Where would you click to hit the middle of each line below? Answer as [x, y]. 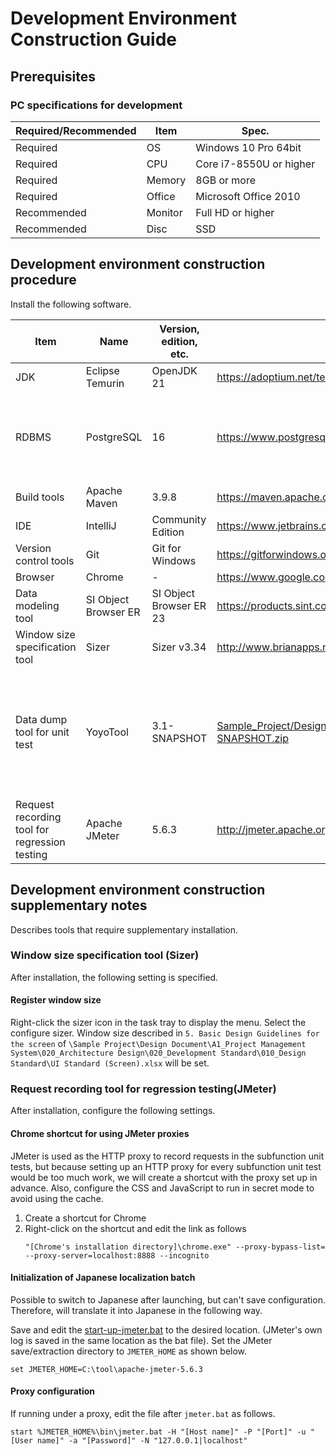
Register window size [56, 1000]
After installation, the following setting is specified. [114, 977]
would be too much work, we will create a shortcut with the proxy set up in [164, 1177]
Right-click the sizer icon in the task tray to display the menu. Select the [158, 1022]
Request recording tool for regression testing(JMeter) [143, 1089]
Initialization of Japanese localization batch [103, 1278]
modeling [37, 605]
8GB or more [225, 180]
